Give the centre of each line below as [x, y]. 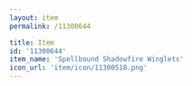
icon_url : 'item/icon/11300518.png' [78, 68]
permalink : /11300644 [50, 26]
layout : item [34, 18]
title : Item [32, 43]
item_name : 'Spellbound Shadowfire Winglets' [96, 60]
